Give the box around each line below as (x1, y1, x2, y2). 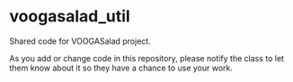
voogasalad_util (9, 6, 130, 27)
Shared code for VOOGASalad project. (9, 36, 151, 46)
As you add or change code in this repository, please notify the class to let (9, 53, 285, 63)
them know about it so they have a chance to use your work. (9, 62, 234, 73)
